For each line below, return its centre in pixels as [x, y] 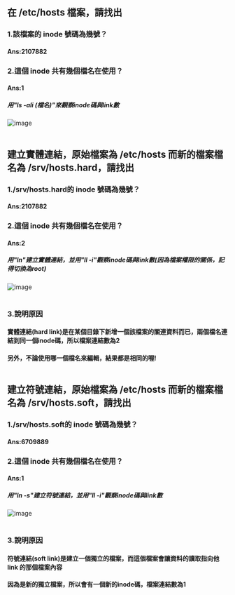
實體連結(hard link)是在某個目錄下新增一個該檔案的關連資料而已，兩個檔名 [114, 332]
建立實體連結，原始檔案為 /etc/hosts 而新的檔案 [111, 154]
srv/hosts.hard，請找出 [83, 167]
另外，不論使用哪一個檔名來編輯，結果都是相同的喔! [82, 358]
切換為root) [30, 269]
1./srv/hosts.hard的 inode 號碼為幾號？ [74, 189]
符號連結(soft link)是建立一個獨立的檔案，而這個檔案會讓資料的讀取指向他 [113, 558]
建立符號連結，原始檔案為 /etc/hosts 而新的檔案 [111, 390]
